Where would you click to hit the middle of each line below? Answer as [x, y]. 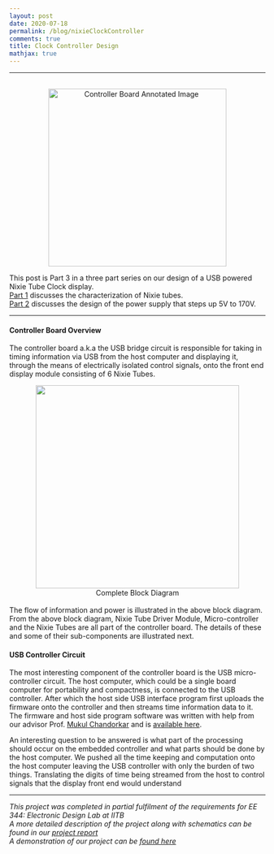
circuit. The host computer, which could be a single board [139, 681]
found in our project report [54, 833]
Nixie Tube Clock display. [52, 286]
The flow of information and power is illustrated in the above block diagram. [136, 610]
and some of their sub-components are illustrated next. [102, 636]
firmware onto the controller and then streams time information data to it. [131, 707]
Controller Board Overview [55, 330]
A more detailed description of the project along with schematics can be [131, 824]
